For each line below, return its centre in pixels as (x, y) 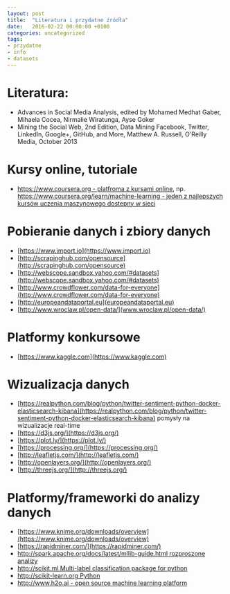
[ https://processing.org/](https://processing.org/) (87, 448)
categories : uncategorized (46, 33)
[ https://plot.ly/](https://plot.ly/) (62, 440)
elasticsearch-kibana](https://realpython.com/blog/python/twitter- (112, 411)
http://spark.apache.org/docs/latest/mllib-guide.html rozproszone (111, 554)
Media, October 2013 (47, 141)
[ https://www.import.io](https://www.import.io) (84, 251)
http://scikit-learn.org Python (59, 576)
